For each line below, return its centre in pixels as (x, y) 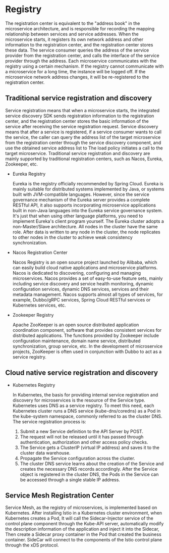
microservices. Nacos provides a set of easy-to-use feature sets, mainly (88, 278)
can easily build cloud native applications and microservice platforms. (85, 267)
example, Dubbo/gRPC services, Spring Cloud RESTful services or (81, 299)
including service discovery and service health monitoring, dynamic (83, 283)
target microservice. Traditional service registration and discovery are (78, 153)
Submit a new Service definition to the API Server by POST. (82, 431)
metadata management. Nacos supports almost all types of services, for (88, 294)
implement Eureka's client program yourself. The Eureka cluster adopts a (88, 221)
